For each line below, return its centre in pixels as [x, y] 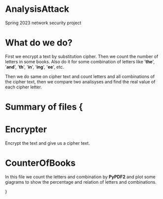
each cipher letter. [24, 87]
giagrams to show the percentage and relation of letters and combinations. [81, 182]
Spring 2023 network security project [43, 23]
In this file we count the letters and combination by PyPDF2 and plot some [81, 177]
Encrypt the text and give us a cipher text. [48, 143]
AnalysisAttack [37, 9]
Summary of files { [44, 107]
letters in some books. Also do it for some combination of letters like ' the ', [80, 61]
